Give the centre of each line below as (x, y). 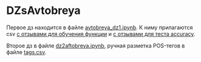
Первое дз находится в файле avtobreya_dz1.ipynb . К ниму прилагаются (100, 27)
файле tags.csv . (26, 52)
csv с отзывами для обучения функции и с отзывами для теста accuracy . (101, 33)
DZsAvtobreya (43, 11)
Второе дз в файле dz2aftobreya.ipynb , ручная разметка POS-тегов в (96, 46)
